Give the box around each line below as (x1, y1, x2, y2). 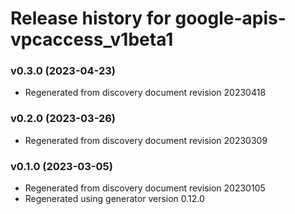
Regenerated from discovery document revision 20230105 (24, 182, 266, 194)
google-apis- (174, 7, 287, 30)
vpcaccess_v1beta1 (10, 28, 174, 51)
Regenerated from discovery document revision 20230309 (24, 134, 268, 146)
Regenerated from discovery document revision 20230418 (24, 87, 267, 99)
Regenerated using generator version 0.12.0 (24, 193, 205, 205)
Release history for (10, 7, 172, 30)
